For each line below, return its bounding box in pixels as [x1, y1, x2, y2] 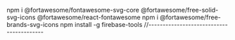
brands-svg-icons [6, 21, 59, 28]
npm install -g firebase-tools [60, 21, 143, 28]
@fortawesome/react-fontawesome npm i [37, 13, 159, 21]
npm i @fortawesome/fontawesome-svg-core [6, 6, 140, 14]
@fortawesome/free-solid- [141, 6, 219, 14]
